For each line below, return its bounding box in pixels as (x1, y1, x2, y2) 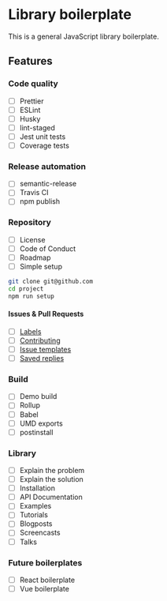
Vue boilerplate (19, 584, 69, 593)
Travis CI (19, 188, 49, 197)
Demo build (19, 392, 58, 401)
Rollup (19, 400, 41, 410)
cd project (8, 284, 44, 293)
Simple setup (19, 261, 63, 271)
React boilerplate (19, 575, 76, 584)
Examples (19, 501, 52, 511)
